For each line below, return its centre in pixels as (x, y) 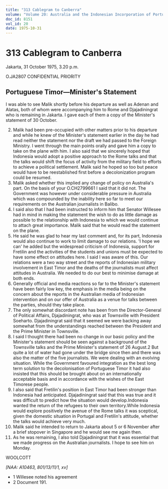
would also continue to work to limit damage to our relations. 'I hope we (86, 241)
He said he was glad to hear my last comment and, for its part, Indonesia (87, 236)
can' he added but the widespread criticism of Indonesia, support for (84, 246)
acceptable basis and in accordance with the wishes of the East (78, 379)
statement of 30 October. (32, 120)
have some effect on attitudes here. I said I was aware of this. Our (81, 257)
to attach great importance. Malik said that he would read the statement (86, 225)
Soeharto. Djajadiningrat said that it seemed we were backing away (82, 320)
